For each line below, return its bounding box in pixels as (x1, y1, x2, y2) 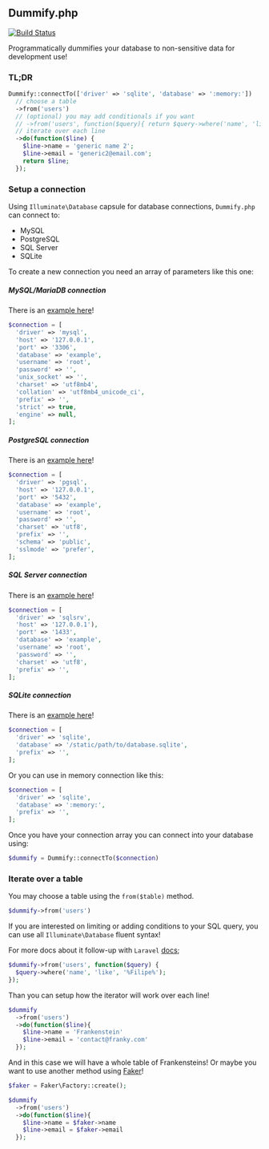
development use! (8, 51, 68, 61)
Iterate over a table (8, 873, 83, 884)
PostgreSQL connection (8, 435, 90, 444)
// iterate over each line (15, 127, 106, 136)
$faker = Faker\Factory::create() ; (8, 1082, 127, 1090)
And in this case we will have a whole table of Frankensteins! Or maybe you (8, 1058, 257, 1067)
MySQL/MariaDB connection (8, 285, 106, 295)
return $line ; (22, 156, 70, 165)
